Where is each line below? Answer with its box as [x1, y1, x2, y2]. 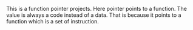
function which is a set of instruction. [6, 18, 99, 25]
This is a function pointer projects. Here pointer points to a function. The [6, 5, 187, 12]
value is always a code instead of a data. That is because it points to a [6, 11, 181, 19]
